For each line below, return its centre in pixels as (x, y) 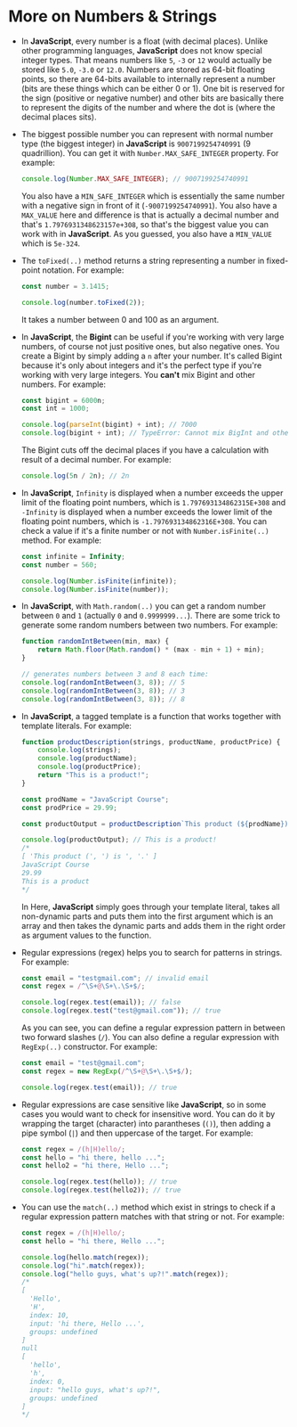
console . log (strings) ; (80, 750)
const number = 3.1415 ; (65, 286)
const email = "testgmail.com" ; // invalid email (115, 978)
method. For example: (61, 540)
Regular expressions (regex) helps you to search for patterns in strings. (152, 952)
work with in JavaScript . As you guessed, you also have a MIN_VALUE (146, 234)
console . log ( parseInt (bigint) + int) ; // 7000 (109, 425)
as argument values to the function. (86, 935)
